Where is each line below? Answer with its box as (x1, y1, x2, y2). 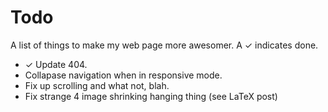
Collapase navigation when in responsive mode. (24, 69, 223, 81)
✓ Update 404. (24, 58, 88, 70)
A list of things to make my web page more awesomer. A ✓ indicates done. (10, 39, 319, 51)
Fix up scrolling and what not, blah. (24, 79, 170, 91)
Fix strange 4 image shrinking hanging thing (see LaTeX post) (24, 90, 278, 102)
